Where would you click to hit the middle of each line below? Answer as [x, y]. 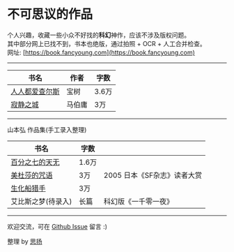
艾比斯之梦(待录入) [41, 201]
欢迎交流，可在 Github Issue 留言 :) [57, 226]
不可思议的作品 [50, 14]
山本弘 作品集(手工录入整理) [47, 129]
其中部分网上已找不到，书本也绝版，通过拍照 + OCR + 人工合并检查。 [107, 43]
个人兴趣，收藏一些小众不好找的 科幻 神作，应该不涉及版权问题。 [99, 35]
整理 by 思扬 [25, 241]
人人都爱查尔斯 [36, 91]
